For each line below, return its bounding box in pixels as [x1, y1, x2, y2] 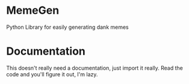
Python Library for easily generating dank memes [6, 23, 129, 31]
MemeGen [6, 4, 60, 17]
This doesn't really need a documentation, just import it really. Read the [6, 64, 184, 71]
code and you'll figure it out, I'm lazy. [6, 70, 98, 78]
